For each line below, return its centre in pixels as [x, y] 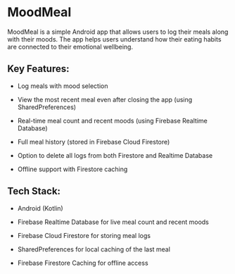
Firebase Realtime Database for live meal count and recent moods [113, 222]
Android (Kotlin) [40, 208]
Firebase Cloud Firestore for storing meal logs [84, 235]
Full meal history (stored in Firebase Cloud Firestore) [94, 142]
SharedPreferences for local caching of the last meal [94, 249]
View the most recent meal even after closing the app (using [105, 99]
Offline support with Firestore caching [72, 169]
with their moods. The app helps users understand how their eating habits [114, 39]
